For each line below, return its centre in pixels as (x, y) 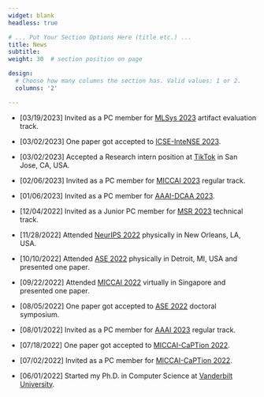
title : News (28, 44)
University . (37, 384)
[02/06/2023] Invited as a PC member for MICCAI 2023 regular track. (132, 180)
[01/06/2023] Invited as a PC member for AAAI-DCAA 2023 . (117, 195)
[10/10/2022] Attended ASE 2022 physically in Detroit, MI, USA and (128, 259)
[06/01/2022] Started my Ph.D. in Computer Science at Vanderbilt (126, 376)
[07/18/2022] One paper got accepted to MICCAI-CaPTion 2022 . (125, 345)
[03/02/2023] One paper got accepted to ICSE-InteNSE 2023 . (120, 141)
